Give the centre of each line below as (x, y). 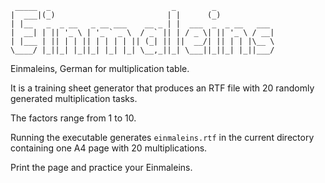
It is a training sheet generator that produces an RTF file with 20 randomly (162, 88)
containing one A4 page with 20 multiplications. (109, 148)
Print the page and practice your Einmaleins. (101, 167)
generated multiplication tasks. (74, 98)
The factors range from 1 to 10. (73, 118)
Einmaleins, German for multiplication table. (100, 68)
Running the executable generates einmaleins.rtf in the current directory (162, 137)
